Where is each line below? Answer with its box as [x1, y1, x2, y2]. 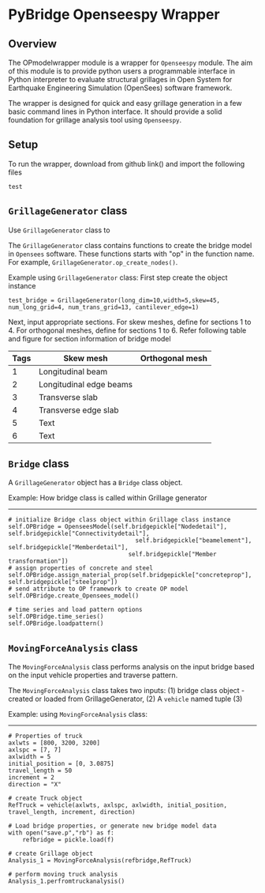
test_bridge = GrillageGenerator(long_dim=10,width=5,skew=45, [8, 296, 221, 304]
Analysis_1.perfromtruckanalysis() [8, 877, 125, 886]
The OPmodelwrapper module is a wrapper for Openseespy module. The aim [8, 58, 253, 67]
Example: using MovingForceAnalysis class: [8, 710, 148, 719]
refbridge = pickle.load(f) [22, 836, 114, 844]
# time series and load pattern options [8, 606, 144, 614]
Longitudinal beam [38, 366, 108, 377]
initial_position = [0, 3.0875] [8, 760, 114, 768]
